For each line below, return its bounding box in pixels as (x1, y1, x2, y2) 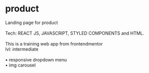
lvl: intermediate (5, 46, 39, 52)
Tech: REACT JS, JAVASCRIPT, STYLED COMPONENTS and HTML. (5, 30, 144, 36)
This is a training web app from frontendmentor (5, 40, 103, 46)
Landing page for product (5, 19, 58, 25)
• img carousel (5, 62, 36, 68)
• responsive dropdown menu (5, 56, 67, 62)
